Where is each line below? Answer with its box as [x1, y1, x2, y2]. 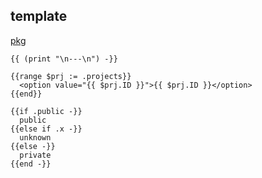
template [10, 8, 68, 25]
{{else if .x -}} [10, 124, 83, 134]
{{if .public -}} [10, 106, 83, 116]
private [19, 150, 52, 160]
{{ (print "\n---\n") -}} [10, 54, 118, 64]
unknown [19, 132, 52, 143]
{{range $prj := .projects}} [10, 71, 132, 81]
